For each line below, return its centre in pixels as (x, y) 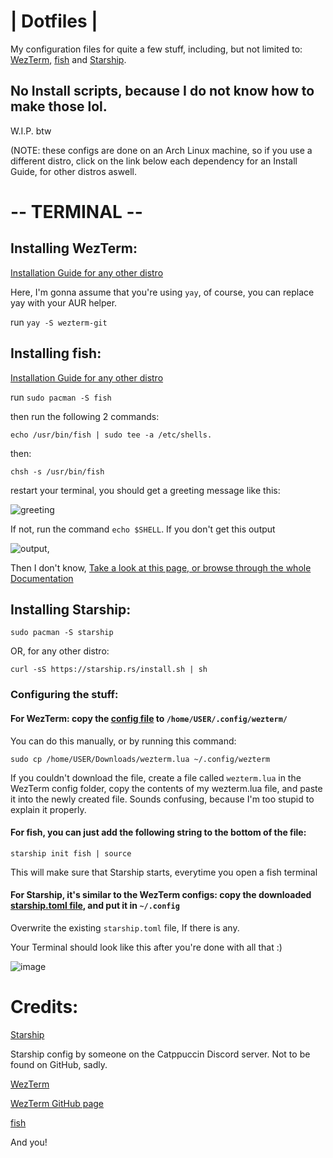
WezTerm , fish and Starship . (68, 59)
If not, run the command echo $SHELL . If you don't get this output (143, 529)
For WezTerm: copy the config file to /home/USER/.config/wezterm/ (149, 718)
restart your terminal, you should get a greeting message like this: (145, 490)
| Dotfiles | (54, 21)
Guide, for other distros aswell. (73, 171)
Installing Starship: (71, 609)
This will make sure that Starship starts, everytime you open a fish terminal (164, 872)
